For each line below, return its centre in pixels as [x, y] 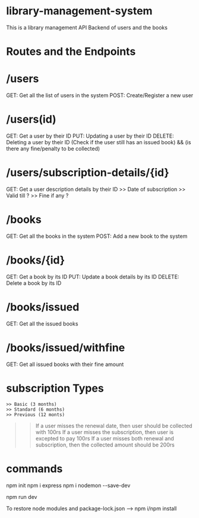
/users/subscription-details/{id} [88, 173]
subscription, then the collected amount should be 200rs [105, 445]
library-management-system [79, 11]
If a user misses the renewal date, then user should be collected [114, 426]
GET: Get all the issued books [42, 324]
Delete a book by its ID [34, 283]
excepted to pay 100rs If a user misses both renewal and [105, 438]
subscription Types [55, 388]
